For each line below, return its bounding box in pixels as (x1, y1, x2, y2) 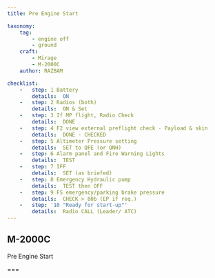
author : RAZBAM (19, 67, 63, 75)
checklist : (7, 80, 39, 87)
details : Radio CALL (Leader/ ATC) (32, 208, 137, 215)
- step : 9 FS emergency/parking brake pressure (19, 189, 165, 196)
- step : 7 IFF (19, 163, 67, 170)
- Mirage (32, 54, 57, 62)
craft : (19, 48, 39, 55)
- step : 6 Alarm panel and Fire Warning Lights (19, 150, 165, 157)
